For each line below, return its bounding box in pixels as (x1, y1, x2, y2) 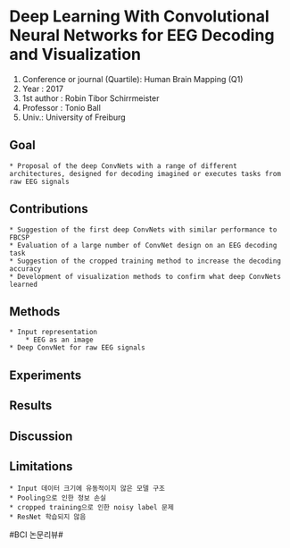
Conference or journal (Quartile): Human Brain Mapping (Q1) (21, 73, 244, 84)
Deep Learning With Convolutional (9, 6, 269, 27)
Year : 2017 (21, 83, 64, 94)
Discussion (9, 428, 73, 443)
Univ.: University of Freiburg (21, 112, 127, 122)
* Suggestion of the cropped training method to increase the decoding (9, 257, 281, 266)
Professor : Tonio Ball (21, 102, 101, 113)
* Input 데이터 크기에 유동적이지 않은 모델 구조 (9, 485, 166, 493)
